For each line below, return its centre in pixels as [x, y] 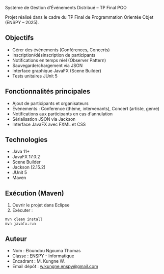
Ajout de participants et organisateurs [50, 103]
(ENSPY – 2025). [22, 22]
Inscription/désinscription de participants [54, 55]
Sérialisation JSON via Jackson [44, 119]
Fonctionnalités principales [48, 91]
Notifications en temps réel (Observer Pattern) [59, 60]
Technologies [27, 140]
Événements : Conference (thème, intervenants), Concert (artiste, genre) [86, 108]
